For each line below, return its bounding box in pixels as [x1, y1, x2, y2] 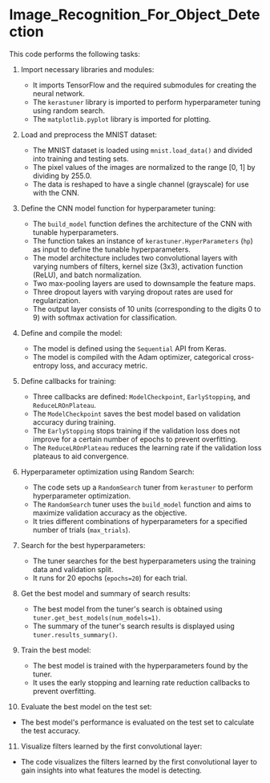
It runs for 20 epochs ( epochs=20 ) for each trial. [32, 573, 187, 583]
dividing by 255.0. [32, 171, 92, 180]
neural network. [32, 88, 85, 98]
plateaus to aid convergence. [32, 451, 129, 461]
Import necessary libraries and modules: [20, 64, 155, 74]
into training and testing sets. [32, 154, 129, 163]
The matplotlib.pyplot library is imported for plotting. [32, 114, 212, 123]
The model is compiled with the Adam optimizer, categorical [32, 352, 232, 361]
